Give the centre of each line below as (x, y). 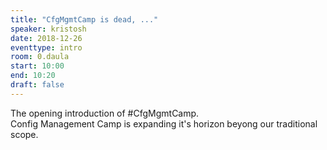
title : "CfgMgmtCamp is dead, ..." (84, 19)
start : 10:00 (37, 66)
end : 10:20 (33, 76)
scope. (24, 134)
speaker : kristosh (48, 29)
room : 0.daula (40, 57)
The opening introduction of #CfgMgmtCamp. (105, 113)
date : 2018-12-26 (46, 38)
